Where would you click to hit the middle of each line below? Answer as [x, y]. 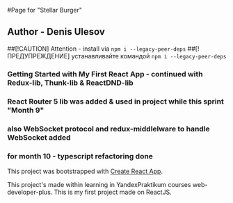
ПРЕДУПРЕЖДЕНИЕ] [39, 56]
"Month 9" [26, 110]
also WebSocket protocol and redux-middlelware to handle [109, 129]
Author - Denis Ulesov [56, 32]
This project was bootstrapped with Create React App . [85, 171]
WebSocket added [39, 137]
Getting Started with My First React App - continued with [105, 74]
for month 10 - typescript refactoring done [80, 156]
